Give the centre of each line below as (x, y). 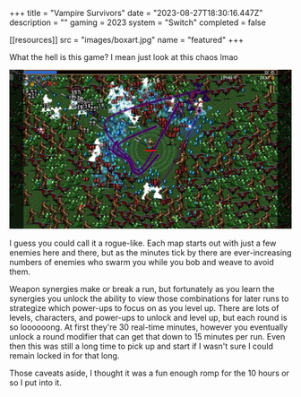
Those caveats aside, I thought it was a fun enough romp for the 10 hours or (149, 373)
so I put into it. (36, 382)
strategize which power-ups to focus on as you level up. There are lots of (144, 307)
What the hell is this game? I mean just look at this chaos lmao (124, 57)
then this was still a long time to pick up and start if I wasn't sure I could (141, 346)
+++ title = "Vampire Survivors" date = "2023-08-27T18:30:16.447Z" (136, 13)
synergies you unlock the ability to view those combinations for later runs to (149, 298)
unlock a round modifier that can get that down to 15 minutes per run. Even (147, 336)
